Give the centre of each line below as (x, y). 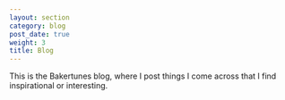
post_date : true (39, 34)
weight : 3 (28, 42)
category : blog (38, 26)
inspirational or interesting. (59, 86)
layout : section (39, 17)
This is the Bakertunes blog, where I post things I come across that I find (143, 76)
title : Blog (31, 51)
